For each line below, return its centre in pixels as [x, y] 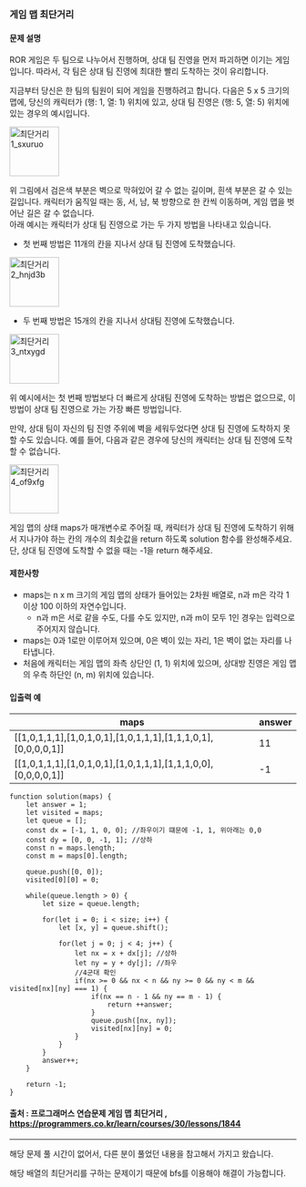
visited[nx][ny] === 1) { [58, 988]
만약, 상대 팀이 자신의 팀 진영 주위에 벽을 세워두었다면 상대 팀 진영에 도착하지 [145, 428]
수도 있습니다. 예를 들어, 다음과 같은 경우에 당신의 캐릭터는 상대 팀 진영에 [147, 440]
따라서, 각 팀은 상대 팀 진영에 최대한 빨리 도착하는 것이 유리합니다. [152, 71]
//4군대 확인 [95, 973]
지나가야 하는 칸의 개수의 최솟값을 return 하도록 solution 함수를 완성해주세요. [155, 539]
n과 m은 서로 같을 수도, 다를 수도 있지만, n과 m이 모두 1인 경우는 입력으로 [166, 618]
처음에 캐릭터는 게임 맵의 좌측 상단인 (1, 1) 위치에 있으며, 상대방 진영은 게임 [155, 664]
